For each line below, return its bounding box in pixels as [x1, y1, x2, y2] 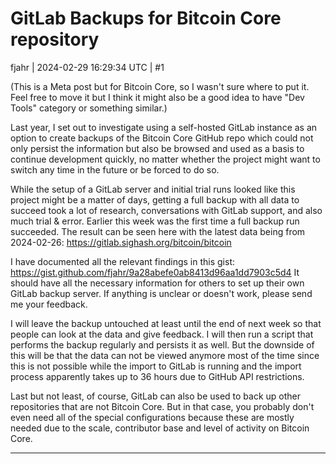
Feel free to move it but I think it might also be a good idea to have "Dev [10, 91, 305, 103]
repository [10, 28, 100, 51]
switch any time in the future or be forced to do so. [10, 163, 220, 176]
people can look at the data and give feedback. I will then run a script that [10, 328, 314, 340]
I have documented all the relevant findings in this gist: [10, 255, 235, 267]
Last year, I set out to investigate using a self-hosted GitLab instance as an [10, 121, 318, 133]
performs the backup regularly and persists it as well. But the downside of [10, 338, 315, 351]
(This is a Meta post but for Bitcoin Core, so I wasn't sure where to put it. [10, 80, 310, 92]
